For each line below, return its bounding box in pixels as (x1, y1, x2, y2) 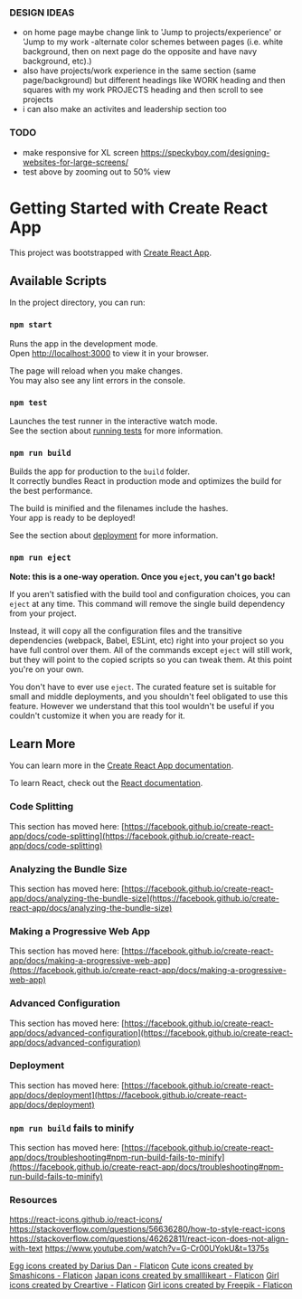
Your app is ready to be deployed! (9, 513, 136, 524)
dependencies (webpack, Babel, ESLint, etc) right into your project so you (9, 635, 285, 646)
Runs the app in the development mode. (9, 337, 158, 349)
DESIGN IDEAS (9, 6, 75, 19)
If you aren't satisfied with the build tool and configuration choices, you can (9, 588, 291, 599)
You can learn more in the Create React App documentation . (9, 760, 234, 771)
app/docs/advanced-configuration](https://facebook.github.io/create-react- (9, 1027, 294, 1038)
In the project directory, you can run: (9, 297, 146, 308)
